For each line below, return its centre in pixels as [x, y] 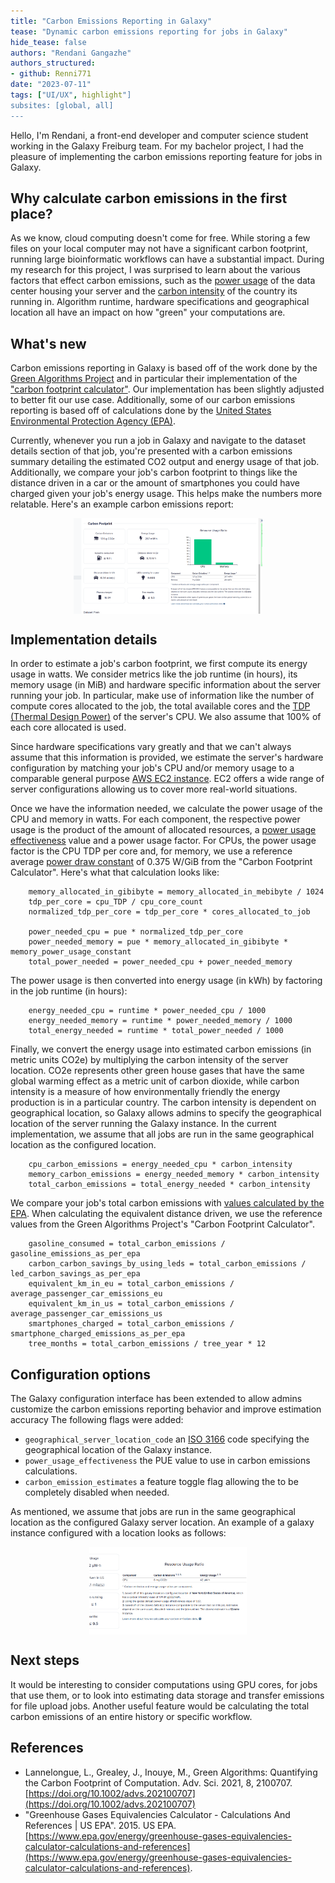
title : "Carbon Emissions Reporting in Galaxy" [111, 21]
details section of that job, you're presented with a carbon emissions [151, 451]
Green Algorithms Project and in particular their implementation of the [154, 379]
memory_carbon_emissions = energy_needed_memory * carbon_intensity [174, 1175]
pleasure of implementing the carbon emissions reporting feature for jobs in [166, 156]
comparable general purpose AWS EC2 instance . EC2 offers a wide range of [167, 779]
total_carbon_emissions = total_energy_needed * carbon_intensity [169, 1185]
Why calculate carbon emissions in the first [149, 198]
